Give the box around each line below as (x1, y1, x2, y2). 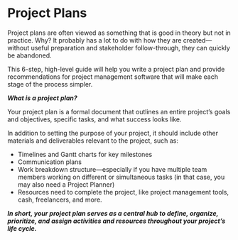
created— (183, 36, 212, 44)
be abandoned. (7, 51, 52, 60)
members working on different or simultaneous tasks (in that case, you (17, 173, 225, 181)
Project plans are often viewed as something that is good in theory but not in (7, 28, 231, 37)
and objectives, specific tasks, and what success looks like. (7, 115, 183, 124)
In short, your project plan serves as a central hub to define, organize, (7, 209, 219, 217)
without (7, 43, 30, 52)
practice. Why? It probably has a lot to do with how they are (7, 36, 182, 44)
